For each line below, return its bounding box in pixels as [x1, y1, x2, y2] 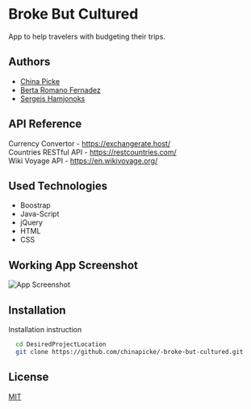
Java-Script [19, 209, 60, 219]
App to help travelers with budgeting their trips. [8, 32, 165, 41]
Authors [8, 55, 51, 69]
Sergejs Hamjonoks [19, 94, 86, 103]
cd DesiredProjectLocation [15, 340, 107, 348]
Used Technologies [8, 179, 107, 192]
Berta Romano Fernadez [19, 85, 101, 95]
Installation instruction [8, 325, 82, 334]
